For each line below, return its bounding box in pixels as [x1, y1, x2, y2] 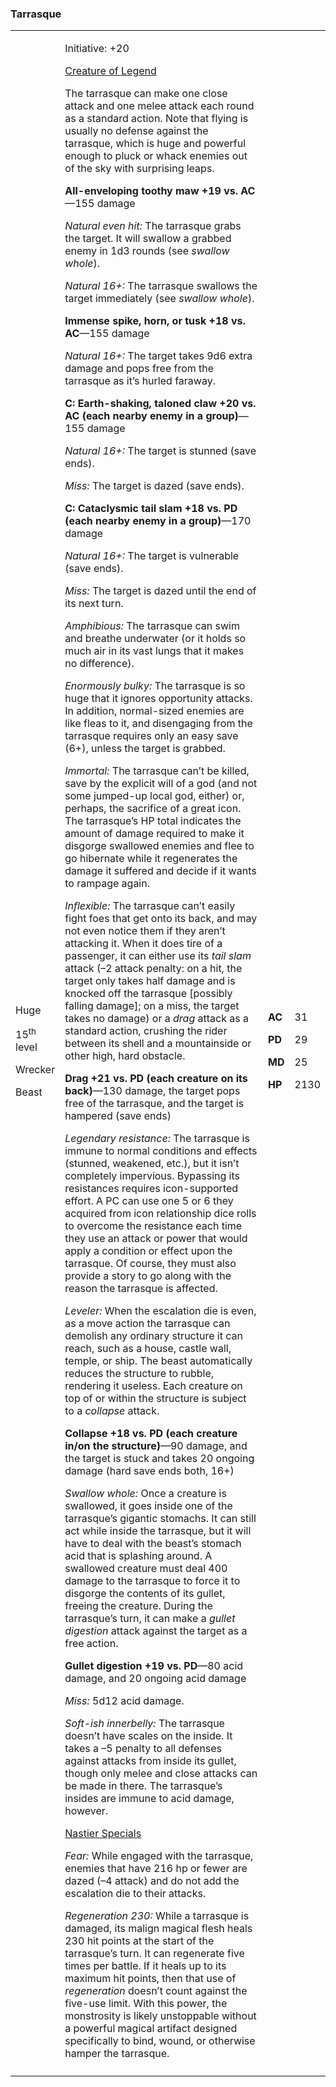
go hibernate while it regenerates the [64, 852, 238, 866]
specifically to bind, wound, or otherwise [64, 2034, 256, 2048]
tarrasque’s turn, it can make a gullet [64, 1612, 236, 1626]
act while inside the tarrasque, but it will [64, 1524, 252, 1538]
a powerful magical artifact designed [64, 2022, 238, 2036]
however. [64, 1804, 109, 1818]
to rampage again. [64, 877, 150, 891]
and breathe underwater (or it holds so [64, 632, 247, 646]
